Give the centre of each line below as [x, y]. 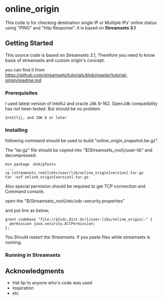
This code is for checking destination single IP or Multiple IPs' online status [81, 23]
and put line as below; [27, 211]
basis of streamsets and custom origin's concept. [55, 60]
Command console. [25, 192]
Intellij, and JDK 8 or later [36, 118]
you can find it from [25, 70]
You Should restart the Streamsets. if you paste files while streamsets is [78, 237]
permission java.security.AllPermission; [53, 224]
